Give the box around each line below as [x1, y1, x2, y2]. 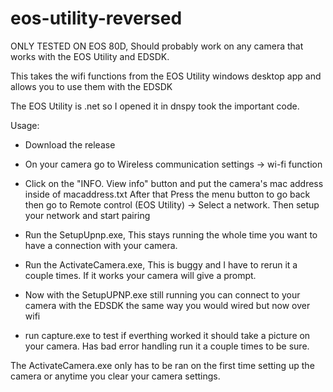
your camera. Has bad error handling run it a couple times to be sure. [24, 340, 310, 352]
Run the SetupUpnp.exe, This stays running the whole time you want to [24, 228, 318, 241]
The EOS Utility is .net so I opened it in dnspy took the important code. [10, 100, 300, 112]
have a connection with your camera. [24, 239, 178, 251]
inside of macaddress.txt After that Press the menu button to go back [24, 188, 311, 200]
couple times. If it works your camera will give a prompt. [24, 269, 257, 281]
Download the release [24, 138, 116, 151]
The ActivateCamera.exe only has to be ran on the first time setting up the [10, 359, 315, 371]
